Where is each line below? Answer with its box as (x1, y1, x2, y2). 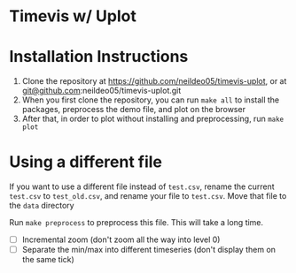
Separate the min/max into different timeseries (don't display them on (21, 245, 277, 255)
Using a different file (9, 152, 162, 172)
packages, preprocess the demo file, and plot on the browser (21, 104, 246, 115)
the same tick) (21, 254, 75, 265)
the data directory (9, 201, 74, 211)
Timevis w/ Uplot (9, 6, 137, 27)
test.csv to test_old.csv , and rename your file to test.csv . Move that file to (9, 191, 287, 201)
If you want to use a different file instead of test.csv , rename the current (9, 181, 275, 192)
